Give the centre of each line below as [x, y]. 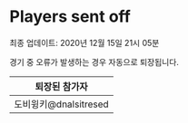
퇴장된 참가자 [61, 86]
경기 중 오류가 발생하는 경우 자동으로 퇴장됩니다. [94, 61]
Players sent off [70, 17]
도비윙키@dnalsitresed [61, 104]
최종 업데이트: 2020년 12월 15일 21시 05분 [84, 43]
